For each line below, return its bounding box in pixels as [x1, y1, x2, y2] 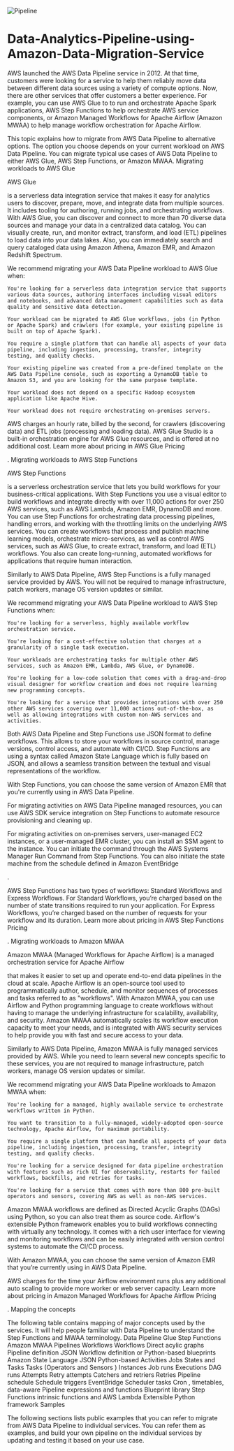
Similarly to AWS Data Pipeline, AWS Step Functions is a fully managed [7, 570, 211, 578]
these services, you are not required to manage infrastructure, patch [7, 1059, 205, 1067]
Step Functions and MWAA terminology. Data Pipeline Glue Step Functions [7, 1333, 221, 1341]
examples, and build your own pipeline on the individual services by [7, 1429, 203, 1437]
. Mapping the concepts [7, 1305, 75, 1313]
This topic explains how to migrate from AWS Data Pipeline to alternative [7, 134, 216, 143]
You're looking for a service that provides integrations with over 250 [7, 699, 224, 706]
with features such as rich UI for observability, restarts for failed [7, 1168, 220, 1175]
